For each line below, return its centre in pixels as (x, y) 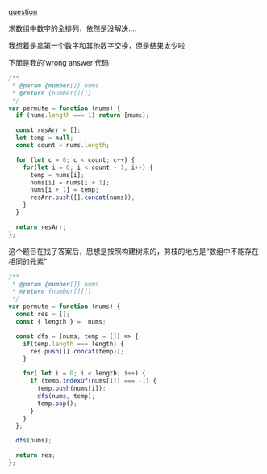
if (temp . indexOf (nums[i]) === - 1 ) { (93, 381)
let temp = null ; (45, 138)
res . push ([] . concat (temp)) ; (77, 351)
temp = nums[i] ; (57, 175)
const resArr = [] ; (48, 130)
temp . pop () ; (58, 404)
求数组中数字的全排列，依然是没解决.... (73, 28)
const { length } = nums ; (61, 322)
